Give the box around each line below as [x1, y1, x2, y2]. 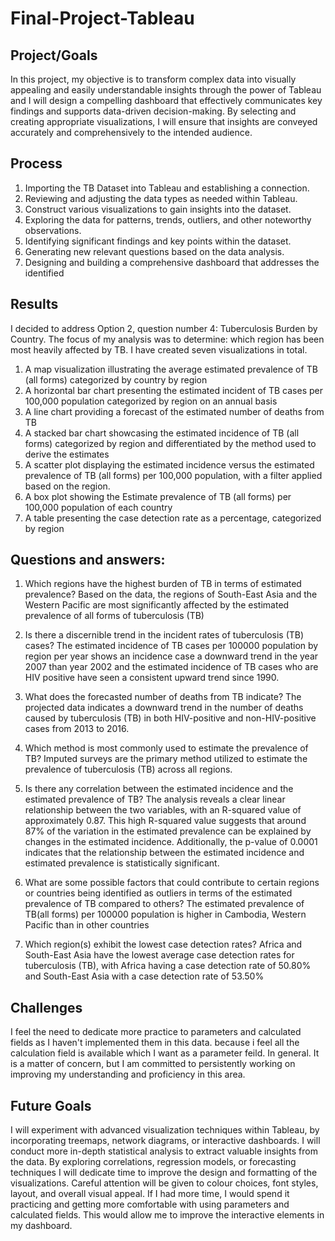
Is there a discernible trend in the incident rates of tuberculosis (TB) [24, 629, 305, 641]
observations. [24, 224, 82, 236]
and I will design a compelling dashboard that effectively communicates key [10, 95, 323, 106]
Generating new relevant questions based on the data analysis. [24, 245, 285, 257]
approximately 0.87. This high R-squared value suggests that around [24, 815, 307, 827]
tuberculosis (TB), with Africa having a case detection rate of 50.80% [24, 960, 312, 972]
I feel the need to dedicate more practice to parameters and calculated [10, 1026, 302, 1038]
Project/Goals [10, 47, 98, 64]
